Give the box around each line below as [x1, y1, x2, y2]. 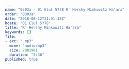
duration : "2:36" [9, 52, 45, 57]
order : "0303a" [5, 12, 36, 17]
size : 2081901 [9, 48, 38, 52]
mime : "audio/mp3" [9, 43, 47, 48]
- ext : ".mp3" [5, 39, 34, 44]
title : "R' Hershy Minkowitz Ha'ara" [5, 25, 81, 30]
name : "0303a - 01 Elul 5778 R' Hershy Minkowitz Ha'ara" [5, 7, 125, 12]
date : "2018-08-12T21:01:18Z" [5, 16, 66, 21]
